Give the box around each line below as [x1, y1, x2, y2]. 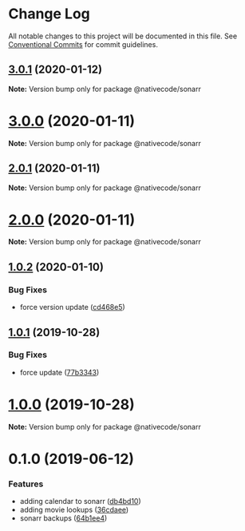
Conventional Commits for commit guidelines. [8, 39, 158, 49]
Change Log [8, 5, 90, 23]
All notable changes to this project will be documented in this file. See [8, 31, 238, 41]
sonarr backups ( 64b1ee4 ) [19, 513, 108, 523]
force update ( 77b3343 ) [19, 367, 100, 377]
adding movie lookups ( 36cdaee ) [19, 505, 129, 515]
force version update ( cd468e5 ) [19, 303, 125, 312]
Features [8, 478, 44, 489]
